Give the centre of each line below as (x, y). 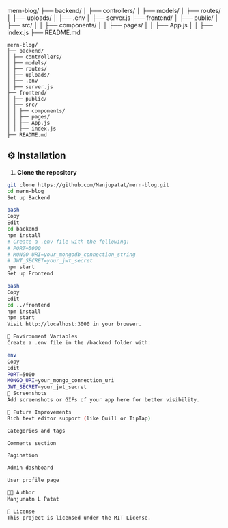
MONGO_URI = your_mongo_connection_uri (61, 381)
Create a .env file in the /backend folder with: (79, 343)
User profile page (33, 480)
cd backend (23, 229)
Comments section (32, 443)
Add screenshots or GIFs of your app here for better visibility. (103, 400)
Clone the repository (47, 172)
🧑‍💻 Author (21, 493)
